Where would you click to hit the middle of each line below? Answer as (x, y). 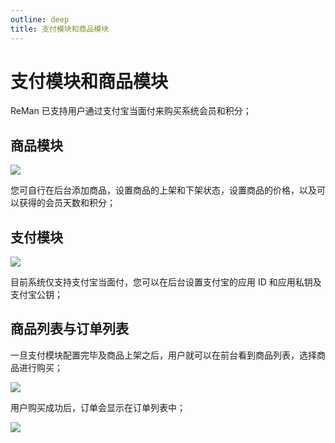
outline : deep (40, 19)
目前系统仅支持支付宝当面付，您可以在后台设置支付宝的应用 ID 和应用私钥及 (166, 282)
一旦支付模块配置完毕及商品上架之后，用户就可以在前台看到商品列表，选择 (163, 355)
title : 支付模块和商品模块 (60, 29)
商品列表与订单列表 (69, 329)
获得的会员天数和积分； (67, 203)
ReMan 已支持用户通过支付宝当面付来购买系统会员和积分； (131, 111)
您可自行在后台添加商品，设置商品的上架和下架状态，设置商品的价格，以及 (163, 190)
